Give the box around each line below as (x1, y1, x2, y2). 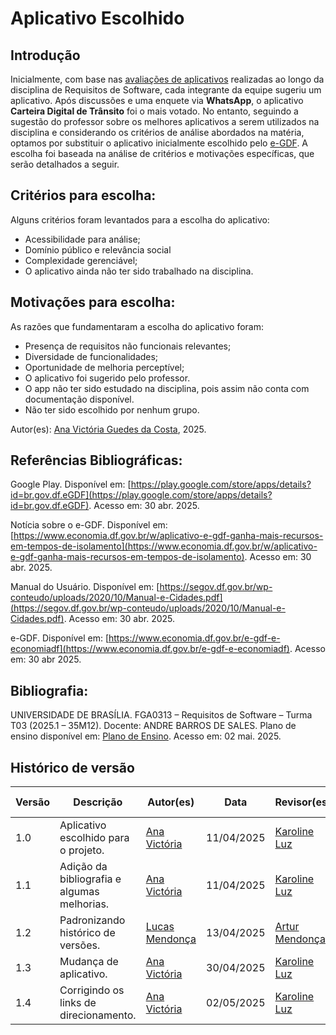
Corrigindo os (59, 983, 125, 997)
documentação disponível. (24, 393, 135, 405)
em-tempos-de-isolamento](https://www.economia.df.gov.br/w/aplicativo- (10, 540, 318, 552)
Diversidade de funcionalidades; (24, 350, 159, 362)
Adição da (59, 860, 108, 874)
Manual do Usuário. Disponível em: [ (10, 581, 160, 593)
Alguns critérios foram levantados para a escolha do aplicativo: (10, 213, 270, 226)
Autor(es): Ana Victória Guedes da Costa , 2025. (10, 423, 207, 435)
